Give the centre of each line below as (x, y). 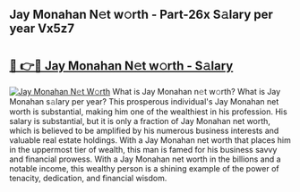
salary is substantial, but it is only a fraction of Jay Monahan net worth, (140, 121)
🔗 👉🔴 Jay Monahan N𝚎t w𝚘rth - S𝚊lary (121, 66)
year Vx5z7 (42, 29)
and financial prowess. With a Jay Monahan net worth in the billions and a (145, 159)
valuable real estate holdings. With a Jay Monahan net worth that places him (150, 140)
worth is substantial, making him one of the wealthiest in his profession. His (149, 112)
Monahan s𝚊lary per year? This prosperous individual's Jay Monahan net (144, 101)
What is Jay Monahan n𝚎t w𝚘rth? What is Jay (196, 92)
